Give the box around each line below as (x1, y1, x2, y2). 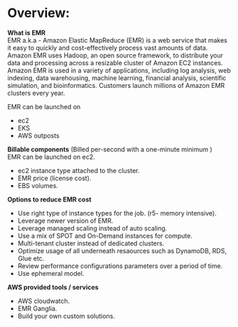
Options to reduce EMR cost (7, 195, 92, 204)
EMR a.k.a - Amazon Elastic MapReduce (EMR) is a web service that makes (7, 35, 227, 44)
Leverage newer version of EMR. (17, 216, 114, 225)
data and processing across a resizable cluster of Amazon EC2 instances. (7, 58, 223, 67)
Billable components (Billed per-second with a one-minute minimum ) (7, 145, 212, 153)
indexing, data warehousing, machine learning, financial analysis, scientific (7, 73, 227, 82)
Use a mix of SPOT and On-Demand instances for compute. (17, 231, 193, 240)
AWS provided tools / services (7, 282, 99, 292)
